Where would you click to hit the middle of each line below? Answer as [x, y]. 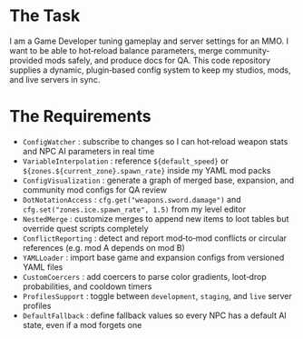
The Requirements [80, 117]
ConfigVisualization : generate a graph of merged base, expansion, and [158, 180]
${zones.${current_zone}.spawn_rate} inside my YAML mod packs [147, 170]
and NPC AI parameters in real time [88, 151]
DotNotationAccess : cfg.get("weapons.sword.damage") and [132, 199]
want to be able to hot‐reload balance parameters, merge [116, 50]
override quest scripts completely [85, 228]
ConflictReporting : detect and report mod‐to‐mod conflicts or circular [155, 238]
